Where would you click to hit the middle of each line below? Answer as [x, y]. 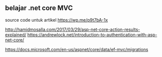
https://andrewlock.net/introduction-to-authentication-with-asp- [92, 34]
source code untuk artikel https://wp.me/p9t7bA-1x [57, 20]
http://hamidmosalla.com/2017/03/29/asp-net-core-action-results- [73, 29]
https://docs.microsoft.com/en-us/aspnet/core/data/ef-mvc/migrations [77, 49]
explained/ [16, 34]
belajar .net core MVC [39, 8]
